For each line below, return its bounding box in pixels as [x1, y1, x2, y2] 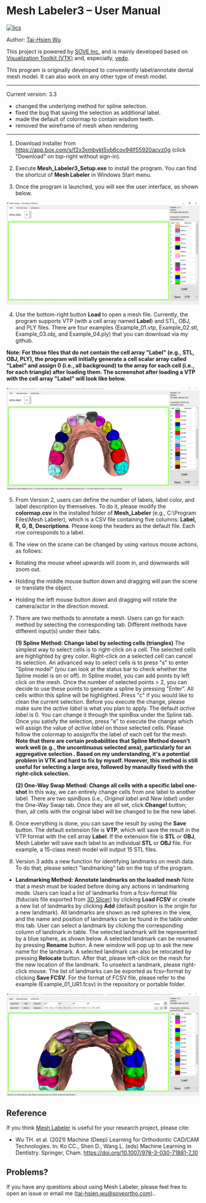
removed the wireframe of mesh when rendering [15, 122, 138, 129]
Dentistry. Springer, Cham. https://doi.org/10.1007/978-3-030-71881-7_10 [15, 1149, 198, 1156]
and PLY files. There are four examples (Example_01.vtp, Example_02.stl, [15, 324, 199, 332]
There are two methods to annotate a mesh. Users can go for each [15, 615, 184, 622]
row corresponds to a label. [15, 529, 85, 536]
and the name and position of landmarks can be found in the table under [15, 916, 198, 923]
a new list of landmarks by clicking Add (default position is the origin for [15, 902, 197, 909]
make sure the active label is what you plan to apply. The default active [15, 704, 196, 712]
